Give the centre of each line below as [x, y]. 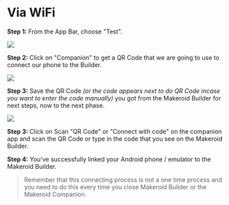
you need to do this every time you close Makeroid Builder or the [115, 187]
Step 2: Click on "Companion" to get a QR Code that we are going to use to [113, 57]
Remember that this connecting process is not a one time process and [123, 180]
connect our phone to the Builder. [55, 65]
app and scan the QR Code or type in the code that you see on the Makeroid [115, 139]
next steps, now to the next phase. [56, 105]
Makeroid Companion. [55, 194]
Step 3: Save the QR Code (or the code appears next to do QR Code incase [114, 91]
